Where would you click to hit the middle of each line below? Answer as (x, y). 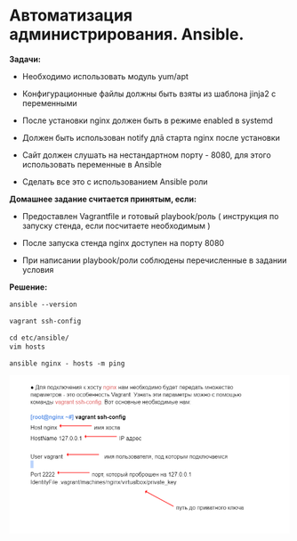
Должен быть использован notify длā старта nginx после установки (151, 137)
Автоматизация (71, 16)
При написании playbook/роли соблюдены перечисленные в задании (154, 260)
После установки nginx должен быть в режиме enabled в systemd (148, 120)
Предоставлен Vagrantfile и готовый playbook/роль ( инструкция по (150, 216)
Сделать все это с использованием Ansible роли (115, 181)
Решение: (28, 287)
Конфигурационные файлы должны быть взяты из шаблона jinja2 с (149, 94)
